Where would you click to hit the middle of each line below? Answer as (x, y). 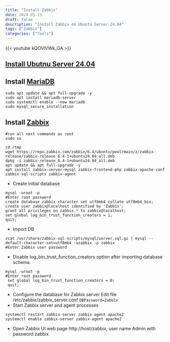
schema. (22, 262)
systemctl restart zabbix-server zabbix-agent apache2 (65, 315)
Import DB (23, 229)
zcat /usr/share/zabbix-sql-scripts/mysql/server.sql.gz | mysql (76, 239)
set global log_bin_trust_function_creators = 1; (59, 215)
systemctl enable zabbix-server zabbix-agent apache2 (64, 319)
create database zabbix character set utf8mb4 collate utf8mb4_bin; (79, 202)
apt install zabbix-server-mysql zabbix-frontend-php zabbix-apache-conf (85, 170)
